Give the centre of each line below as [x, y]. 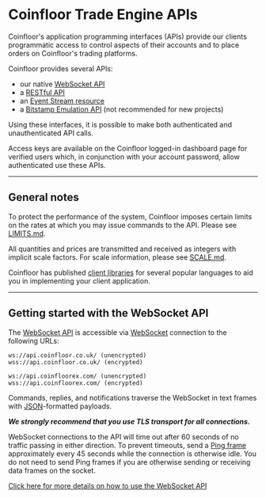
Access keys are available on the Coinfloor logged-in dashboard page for [128, 148]
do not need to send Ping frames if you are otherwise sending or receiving [129, 462]
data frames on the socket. [52, 470]
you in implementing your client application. [79, 281]
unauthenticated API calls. [51, 133]
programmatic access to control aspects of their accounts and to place [124, 44]
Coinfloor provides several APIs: [61, 68]
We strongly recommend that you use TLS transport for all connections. [129, 421]
